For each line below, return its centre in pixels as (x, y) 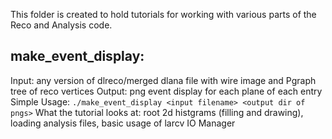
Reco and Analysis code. (61, 25)
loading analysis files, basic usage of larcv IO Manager (123, 123)
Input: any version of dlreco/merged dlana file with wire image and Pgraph (163, 80)
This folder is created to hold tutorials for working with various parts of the (163, 14)
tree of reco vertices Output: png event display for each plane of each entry (166, 91)
